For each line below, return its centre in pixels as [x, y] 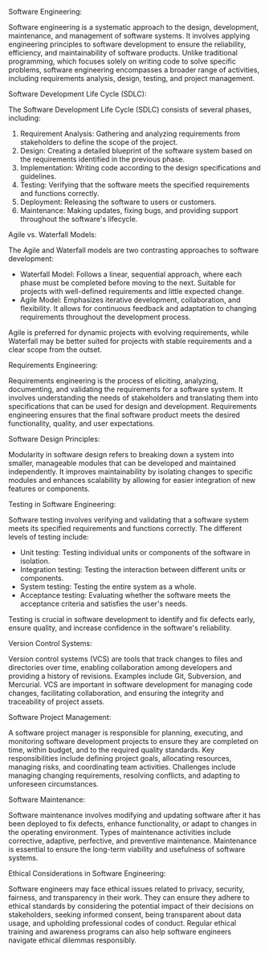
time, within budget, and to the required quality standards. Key [112, 750]
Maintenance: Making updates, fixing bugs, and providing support [129, 211]
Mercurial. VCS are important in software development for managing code [130, 685]
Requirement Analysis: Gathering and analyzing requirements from [130, 133]
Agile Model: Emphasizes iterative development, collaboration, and [130, 300]
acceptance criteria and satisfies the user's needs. [104, 603]
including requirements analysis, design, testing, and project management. [132, 78]
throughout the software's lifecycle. [79, 219]
